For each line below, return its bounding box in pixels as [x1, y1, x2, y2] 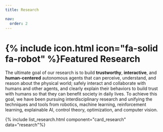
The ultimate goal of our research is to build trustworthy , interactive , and [5, 69, 157, 75]
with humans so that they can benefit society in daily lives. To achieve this [5, 91, 158, 97]
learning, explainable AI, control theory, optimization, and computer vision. [5, 107, 158, 113]
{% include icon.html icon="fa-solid [5, 42, 158, 54]
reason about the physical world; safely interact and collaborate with [5, 80, 146, 86]
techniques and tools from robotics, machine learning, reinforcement [5, 101, 147, 107]
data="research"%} [5, 122, 46, 128]
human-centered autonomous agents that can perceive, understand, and [5, 75, 156, 81]
